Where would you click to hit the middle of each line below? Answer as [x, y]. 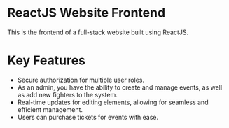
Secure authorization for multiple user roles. [81, 80]
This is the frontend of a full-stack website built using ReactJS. [98, 32]
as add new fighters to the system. [67, 94]
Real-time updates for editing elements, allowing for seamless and [113, 102]
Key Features [47, 61]
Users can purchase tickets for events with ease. [88, 117]
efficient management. [50, 109]
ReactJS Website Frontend [86, 13]
